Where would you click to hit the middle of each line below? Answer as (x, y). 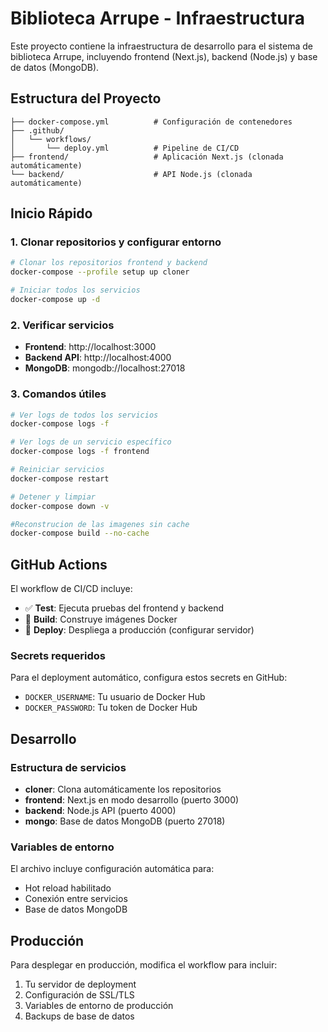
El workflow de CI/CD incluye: (71, 589)
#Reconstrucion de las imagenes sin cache (100, 524)
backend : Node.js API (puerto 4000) (100, 811)
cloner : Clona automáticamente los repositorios (123, 789)
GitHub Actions (59, 564)
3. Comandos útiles (58, 394)
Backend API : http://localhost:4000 (98, 358)
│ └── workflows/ (51, 139)
